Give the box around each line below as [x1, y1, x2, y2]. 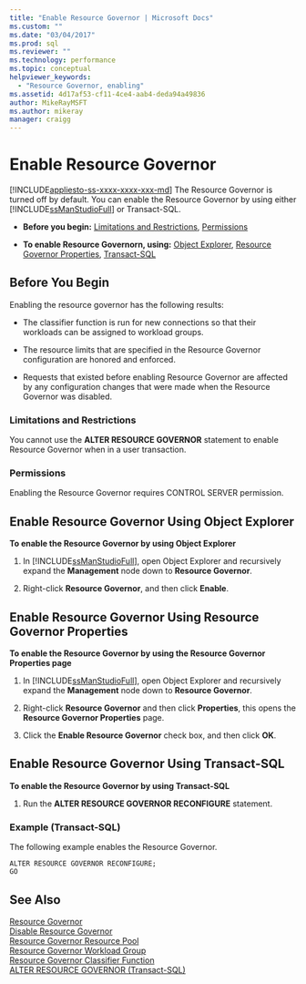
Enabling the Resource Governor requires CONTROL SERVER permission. [9, 487, 284, 498]
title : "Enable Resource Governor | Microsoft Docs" [9, 13, 214, 23]
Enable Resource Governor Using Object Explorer [9, 514, 294, 529]
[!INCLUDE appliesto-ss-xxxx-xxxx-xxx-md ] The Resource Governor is [9, 184, 273, 196]
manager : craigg [9, 115, 71, 124]
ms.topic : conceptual [9, 65, 92, 74]
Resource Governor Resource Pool [9, 936, 139, 947]
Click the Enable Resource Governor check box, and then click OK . [22, 730, 277, 741]
